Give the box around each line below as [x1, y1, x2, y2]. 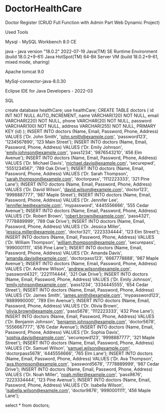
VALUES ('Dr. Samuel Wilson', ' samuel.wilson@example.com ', [5, 345, 131, 351]
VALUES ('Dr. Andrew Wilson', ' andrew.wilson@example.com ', [5, 266, 132, 272]
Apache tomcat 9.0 [5, 68, 45, 75]
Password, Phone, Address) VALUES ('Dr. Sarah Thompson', [5, 170, 128, 177]
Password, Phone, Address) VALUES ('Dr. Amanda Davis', [5, 250, 123, 256]
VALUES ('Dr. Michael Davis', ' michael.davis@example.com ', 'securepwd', [5, 160, 156, 166]
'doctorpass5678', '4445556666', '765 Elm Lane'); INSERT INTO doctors [5, 350, 153, 356]
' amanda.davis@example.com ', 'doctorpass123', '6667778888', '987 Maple [5, 255, 159, 261]
